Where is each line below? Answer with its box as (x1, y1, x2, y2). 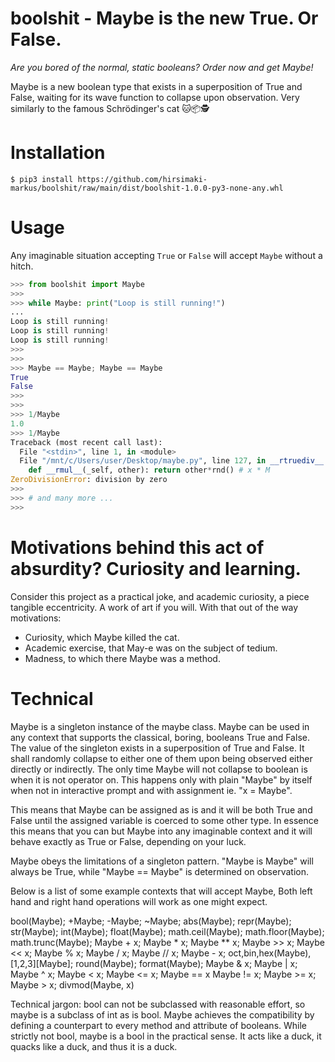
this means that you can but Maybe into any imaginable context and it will (10, 825, 313, 837)
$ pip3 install (10, 174, 74, 184)
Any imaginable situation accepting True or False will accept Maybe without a (10, 249, 323, 261)
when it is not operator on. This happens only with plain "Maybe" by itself (10, 773, 313, 786)
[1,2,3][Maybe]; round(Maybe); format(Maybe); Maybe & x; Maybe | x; (10, 957, 298, 969)
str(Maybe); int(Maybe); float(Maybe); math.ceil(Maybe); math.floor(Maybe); (10, 925, 325, 937)
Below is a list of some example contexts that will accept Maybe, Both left (10, 885, 313, 897)
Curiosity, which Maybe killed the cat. (24, 631, 180, 643)
